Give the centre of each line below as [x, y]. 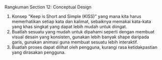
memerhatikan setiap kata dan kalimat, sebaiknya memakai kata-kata [81, 22]
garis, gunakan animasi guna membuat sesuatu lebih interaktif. [75, 42]
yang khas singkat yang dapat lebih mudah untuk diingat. [69, 27]
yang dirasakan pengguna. [38, 52]
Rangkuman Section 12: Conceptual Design [48, 7]
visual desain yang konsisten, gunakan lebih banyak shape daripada [80, 37]
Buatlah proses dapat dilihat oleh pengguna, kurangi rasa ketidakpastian [84, 47]
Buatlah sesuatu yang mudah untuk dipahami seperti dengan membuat [83, 32]
